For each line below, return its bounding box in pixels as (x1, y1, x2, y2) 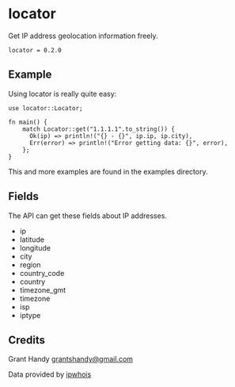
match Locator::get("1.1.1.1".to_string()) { (22, 125, 176, 133)
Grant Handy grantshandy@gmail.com (8, 354, 133, 364)
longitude (19, 243, 51, 252)
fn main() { (8, 118, 47, 126)
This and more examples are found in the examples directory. (8, 167, 208, 176)
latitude (19, 235, 45, 244)
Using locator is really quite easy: (8, 89, 117, 98)
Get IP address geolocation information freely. (8, 31, 158, 40)
